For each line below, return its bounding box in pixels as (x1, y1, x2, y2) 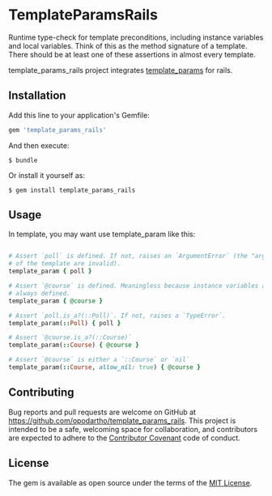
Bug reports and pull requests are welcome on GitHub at (8, 407, 197, 417)
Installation (8, 89, 66, 103)
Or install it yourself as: (8, 170, 85, 180)
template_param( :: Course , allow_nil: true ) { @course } (8, 363, 201, 371)
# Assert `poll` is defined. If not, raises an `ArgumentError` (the (8, 252, 249, 261)
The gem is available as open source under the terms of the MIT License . (8, 477, 253, 487)
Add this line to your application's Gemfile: (8, 110, 150, 120)
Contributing (8, 386, 74, 400)
